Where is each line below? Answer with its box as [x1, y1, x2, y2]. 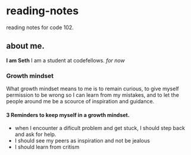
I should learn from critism [14, 144, 80, 151]
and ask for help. [14, 131, 57, 138]
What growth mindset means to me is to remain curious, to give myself [6, 85, 180, 93]
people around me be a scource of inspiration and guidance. [6, 98, 155, 105]
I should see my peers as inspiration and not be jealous [14, 137, 151, 144]
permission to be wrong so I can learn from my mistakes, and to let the [6, 91, 180, 99]
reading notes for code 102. [6, 24, 74, 31]
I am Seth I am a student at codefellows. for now [6, 56, 125, 64]
